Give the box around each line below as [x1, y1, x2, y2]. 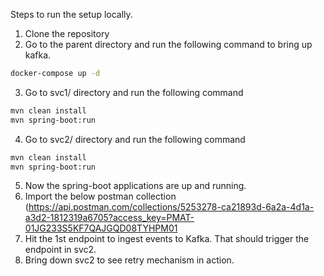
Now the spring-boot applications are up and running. [24, 180, 247, 192]
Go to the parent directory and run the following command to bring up [24, 39, 313, 50]
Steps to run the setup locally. [10, 9, 133, 20]
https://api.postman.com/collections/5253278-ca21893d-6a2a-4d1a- [28, 201, 315, 213]
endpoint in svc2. [24, 244, 97, 256]
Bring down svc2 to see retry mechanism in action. [24, 254, 235, 266]
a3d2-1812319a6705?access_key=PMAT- [24, 212, 195, 224]
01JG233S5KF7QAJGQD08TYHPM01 [24, 222, 178, 234]
